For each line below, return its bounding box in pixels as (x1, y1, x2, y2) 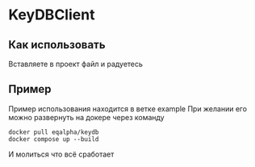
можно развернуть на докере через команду (8, 112, 165, 122)
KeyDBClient (8, 6, 95, 24)
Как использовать (8, 38, 107, 52)
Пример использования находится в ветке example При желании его (8, 103, 248, 114)
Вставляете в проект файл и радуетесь (8, 59, 144, 69)
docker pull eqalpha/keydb (8, 127, 99, 136)
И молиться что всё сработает (8, 149, 115, 159)
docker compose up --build (8, 135, 99, 143)
